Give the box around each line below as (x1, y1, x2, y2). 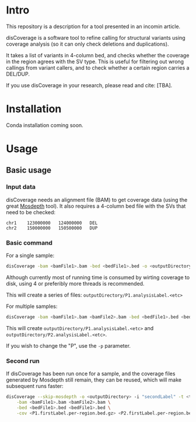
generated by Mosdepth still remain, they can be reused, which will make (6, 376, 182, 383)
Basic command (6, 238, 52, 246)
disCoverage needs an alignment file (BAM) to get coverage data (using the (6, 196, 188, 203)
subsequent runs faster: (6, 383, 64, 390)
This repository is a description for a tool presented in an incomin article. (6, 23, 181, 30)
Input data (6, 183, 36, 191)
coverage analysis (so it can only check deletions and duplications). (6, 40, 169, 47)
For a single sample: (6, 252, 54, 259)
